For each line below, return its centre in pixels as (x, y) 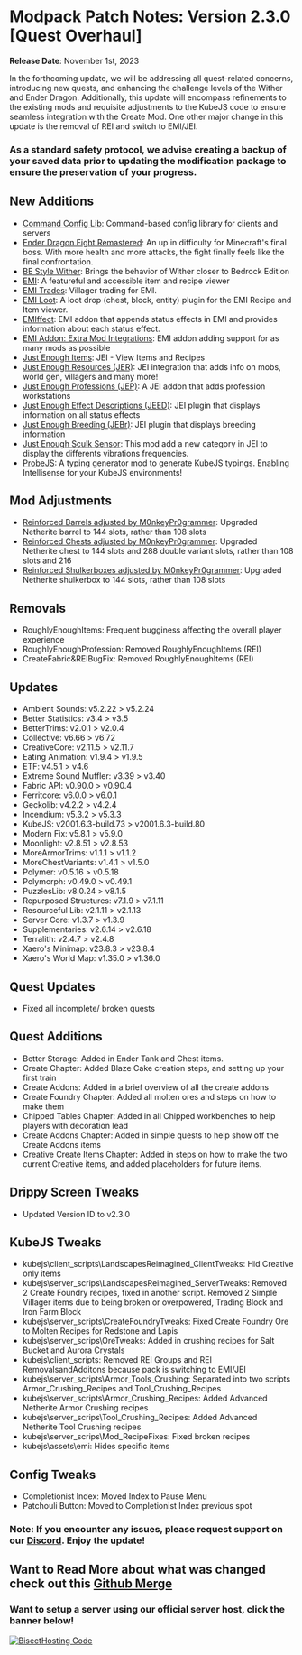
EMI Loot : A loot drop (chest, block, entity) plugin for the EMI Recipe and (157, 300)
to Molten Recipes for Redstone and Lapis (100, 1331)
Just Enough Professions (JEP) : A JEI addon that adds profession (144, 386)
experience (43, 640)
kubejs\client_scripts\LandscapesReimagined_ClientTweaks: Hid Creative (158, 1264)
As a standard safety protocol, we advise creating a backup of (148, 149)
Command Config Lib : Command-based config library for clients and (150, 223)
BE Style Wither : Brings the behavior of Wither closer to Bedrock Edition (156, 271)
